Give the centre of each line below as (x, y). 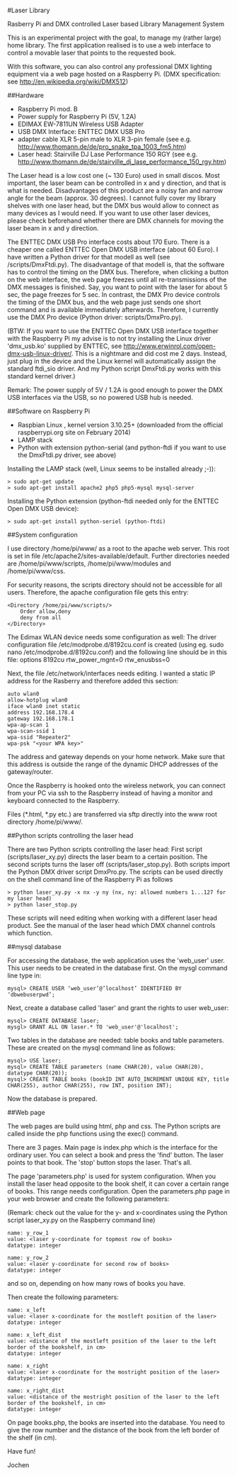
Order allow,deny (46, 612)
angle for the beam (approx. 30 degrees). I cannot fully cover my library (112, 198)
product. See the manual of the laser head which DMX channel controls (111, 925)
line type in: (24, 975)
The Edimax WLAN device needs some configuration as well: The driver (112, 637)
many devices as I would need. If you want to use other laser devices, (109, 213)
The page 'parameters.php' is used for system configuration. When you (112, 1176)
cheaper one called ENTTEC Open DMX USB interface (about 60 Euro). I (113, 249)
